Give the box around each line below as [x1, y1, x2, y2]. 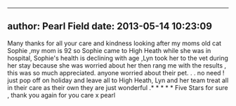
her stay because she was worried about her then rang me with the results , [7, 61, 227, 70]
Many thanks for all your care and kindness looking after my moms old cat [7, 39, 222, 47]
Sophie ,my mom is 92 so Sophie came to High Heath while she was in [7, 46, 211, 54]
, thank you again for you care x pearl [7, 91, 116, 99]
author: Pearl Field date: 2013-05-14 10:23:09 [7, 20, 213, 32]
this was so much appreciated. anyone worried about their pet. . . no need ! [7, 68, 225, 77]
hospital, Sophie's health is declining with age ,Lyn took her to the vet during [7, 54, 228, 62]
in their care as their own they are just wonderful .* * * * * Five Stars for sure [7, 83, 228, 91]
